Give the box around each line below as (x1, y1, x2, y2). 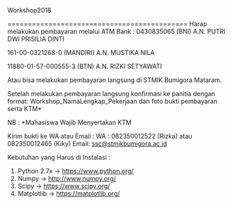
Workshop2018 (7, 6, 52, 14)
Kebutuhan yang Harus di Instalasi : (7, 153, 111, 161)
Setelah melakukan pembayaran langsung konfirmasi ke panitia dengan (7, 90, 216, 98)
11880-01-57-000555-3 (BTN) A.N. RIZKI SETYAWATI (7, 62, 163, 70)
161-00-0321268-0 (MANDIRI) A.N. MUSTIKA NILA (7, 49, 155, 57)
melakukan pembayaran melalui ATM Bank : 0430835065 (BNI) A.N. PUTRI (7, 28, 226, 35)
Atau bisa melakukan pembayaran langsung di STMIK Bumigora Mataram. (7, 76, 222, 84)
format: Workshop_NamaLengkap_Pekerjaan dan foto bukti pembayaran (7, 97, 218, 105)
